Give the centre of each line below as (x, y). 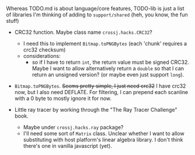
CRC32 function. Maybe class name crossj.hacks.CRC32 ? (83, 32)
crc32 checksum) (44, 50)
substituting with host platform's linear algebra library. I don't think (103, 139)
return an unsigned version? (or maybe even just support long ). (108, 75)
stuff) (13, 21)
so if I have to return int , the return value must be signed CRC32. (111, 62)
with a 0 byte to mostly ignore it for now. (63, 98)
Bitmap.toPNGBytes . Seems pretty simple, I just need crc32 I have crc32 (100, 86)
